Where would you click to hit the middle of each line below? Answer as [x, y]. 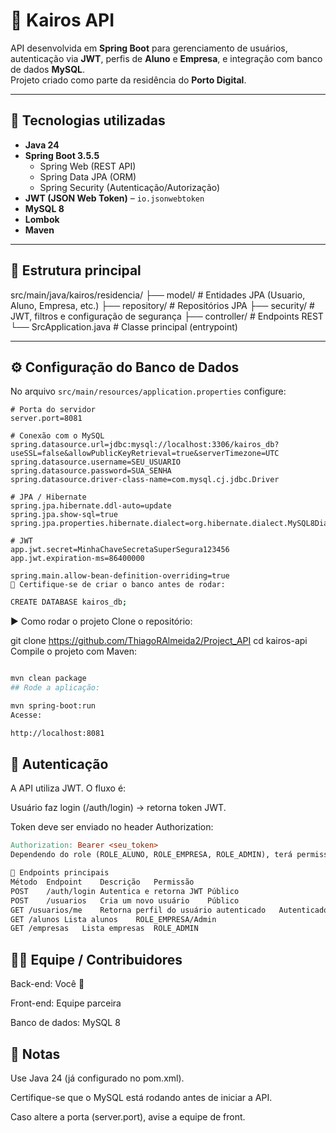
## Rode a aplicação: [55, 688]
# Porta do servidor [53, 410]
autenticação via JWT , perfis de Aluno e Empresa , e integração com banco [166, 58]
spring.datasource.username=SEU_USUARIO [96, 462]
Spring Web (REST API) [88, 166]
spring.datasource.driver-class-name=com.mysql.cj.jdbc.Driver [145, 480]
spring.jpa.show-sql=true [64, 515]
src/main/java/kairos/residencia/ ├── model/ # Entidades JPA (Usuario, [158, 295]
